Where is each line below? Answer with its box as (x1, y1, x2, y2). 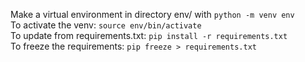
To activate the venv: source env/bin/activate (10, 19, 202, 31)
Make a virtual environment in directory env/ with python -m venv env (10, 9, 295, 20)
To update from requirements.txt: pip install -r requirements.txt (10, 30, 288, 41)
